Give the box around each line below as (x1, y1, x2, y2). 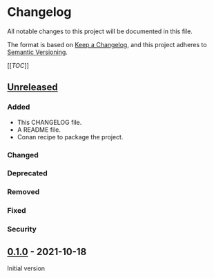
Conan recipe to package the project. (17, 132, 124, 141)
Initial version (7, 264, 46, 272)
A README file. (17, 125, 61, 134)
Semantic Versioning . (7, 48, 68, 56)
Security (7, 225, 37, 234)
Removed (7, 187, 40, 197)
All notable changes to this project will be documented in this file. (7, 27, 193, 35)
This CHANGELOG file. (17, 118, 82, 126)
